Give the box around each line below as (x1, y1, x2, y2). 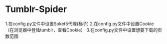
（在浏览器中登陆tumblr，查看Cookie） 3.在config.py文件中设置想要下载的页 (5, 26, 162, 33)
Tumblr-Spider (5, 3, 67, 15)
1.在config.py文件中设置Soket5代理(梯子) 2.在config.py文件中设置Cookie (5, 20, 154, 26)
